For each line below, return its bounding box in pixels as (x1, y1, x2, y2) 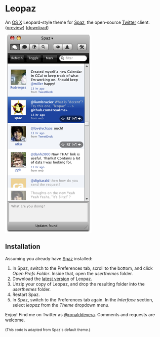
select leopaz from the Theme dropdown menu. (12, 302, 110, 308)
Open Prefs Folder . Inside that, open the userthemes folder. (12, 270, 133, 276)
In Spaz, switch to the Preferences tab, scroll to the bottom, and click (12, 265, 153, 271)
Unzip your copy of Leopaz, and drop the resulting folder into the (12, 281, 145, 287)
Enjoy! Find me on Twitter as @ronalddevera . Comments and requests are (5, 311, 155, 317)
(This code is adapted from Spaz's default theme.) (5, 327, 90, 332)
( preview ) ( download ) (5, 24, 49, 30)
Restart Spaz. (12, 291, 40, 297)
